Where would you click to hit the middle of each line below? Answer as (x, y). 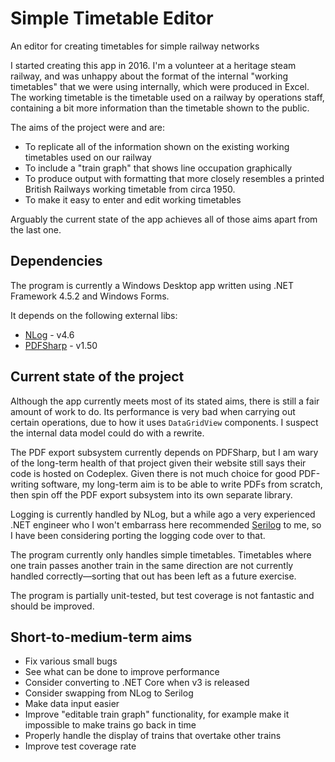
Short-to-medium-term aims (101, 637)
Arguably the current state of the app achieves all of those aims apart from (164, 219)
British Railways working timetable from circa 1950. (130, 189)
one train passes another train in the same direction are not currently (152, 565)
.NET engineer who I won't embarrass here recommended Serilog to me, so (166, 524)
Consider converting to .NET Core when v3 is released (137, 683)
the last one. (36, 229)
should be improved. (52, 606)
